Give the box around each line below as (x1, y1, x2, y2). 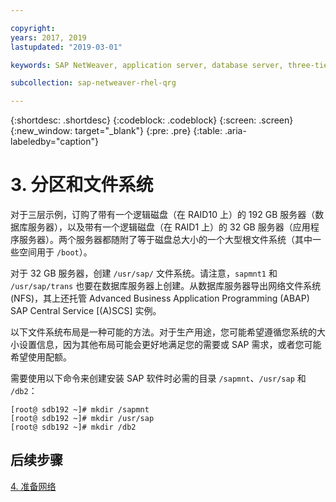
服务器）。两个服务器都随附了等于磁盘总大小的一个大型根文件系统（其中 (18, 234, 313, 246)
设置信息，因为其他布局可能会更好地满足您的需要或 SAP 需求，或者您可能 (18, 339, 322, 351)
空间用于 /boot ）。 (18, 246, 93, 258)
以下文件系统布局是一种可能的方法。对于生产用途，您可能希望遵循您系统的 (10, 326, 317, 338)
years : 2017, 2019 (10, 32, 87, 43)
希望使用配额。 (10, 351, 72, 363)
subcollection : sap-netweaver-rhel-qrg (10, 78, 177, 88)
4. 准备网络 (10, 480, 57, 492)
